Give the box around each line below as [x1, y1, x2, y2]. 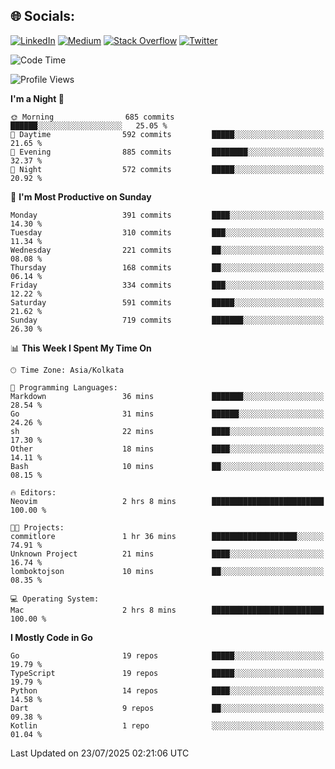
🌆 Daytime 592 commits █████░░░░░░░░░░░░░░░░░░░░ [10, 129, 325, 139]
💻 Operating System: [10, 594, 100, 604]
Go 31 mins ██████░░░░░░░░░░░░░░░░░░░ [10, 409, 325, 419]
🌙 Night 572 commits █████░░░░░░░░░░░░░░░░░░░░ [10, 164, 325, 174]
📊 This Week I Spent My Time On [10, 342, 152, 354]
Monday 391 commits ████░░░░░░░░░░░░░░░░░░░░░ [10, 210, 325, 220]
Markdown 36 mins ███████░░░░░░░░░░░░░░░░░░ [10, 391, 325, 401]
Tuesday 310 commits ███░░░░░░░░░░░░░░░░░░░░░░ [10, 227, 325, 238]
